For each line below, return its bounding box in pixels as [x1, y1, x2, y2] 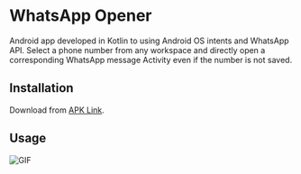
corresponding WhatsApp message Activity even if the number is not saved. [9, 54, 293, 65]
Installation [9, 80, 74, 96]
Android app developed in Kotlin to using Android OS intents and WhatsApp [9, 35, 290, 46]
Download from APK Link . [9, 105, 105, 115]
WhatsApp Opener [9, 5, 152, 26]
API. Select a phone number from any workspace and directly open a [9, 44, 266, 55]
